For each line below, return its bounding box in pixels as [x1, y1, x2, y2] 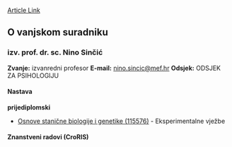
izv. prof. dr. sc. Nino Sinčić [7, 47, 103, 57]
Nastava [7, 88, 33, 96]
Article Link [7, 6, 40, 14]
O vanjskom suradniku [7, 26, 108, 38]
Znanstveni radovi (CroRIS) [7, 133, 89, 141]
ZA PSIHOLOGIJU [7, 71, 59, 80]
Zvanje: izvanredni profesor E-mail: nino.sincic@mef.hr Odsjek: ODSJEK [7, 64, 221, 72]
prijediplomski [7, 102, 51, 112]
